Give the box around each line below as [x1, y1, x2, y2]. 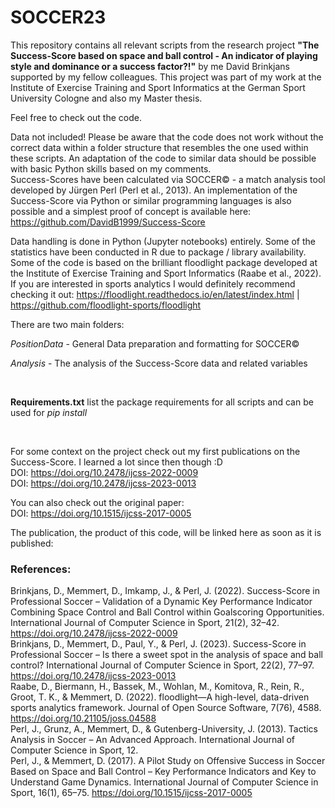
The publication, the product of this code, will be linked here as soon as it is [10, 526, 322, 538]
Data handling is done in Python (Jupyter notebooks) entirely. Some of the [10, 235, 316, 247]
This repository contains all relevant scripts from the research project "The [10, 39, 320, 51]
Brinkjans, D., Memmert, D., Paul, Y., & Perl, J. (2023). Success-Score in [10, 638, 307, 650]
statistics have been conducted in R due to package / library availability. [10, 246, 307, 258]
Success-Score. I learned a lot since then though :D [10, 456, 223, 468]
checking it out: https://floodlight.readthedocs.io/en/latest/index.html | [10, 288, 300, 300]
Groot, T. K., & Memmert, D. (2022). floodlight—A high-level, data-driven [10, 691, 310, 703]
